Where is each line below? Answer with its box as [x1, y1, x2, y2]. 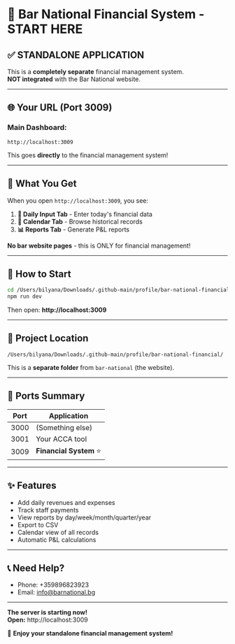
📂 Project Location [7, 332, 89, 345]
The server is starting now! [7, 608, 87, 617]
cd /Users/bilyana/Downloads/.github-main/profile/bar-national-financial [7, 287, 230, 294]
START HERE [7, 21, 83, 37]
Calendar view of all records [17, 528, 99, 536]
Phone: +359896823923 [17, 580, 90, 589]
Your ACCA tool [36, 434, 87, 443]
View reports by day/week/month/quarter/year [17, 513, 152, 522]
